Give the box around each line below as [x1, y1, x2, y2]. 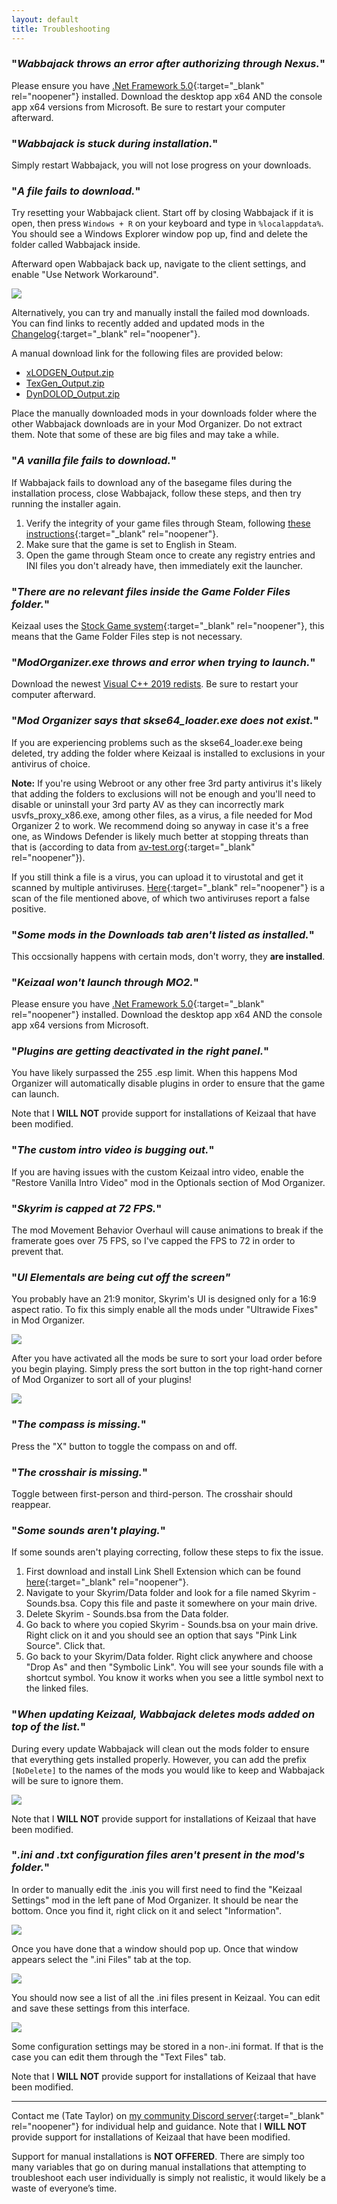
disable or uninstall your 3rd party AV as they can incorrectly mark [11, 798, 285, 810]
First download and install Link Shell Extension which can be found [25, 1566, 301, 1578]
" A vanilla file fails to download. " [11, 454, 178, 468]
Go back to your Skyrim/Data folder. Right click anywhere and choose [25, 1651, 313, 1663]
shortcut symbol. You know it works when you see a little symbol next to [25, 1672, 324, 1684]
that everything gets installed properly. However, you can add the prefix [11, 1753, 307, 1765]
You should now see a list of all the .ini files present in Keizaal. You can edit [11, 1991, 321, 2003]
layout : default [11, 14, 79, 25]
